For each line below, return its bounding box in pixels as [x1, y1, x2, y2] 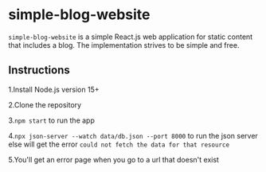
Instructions [8, 64, 70, 77]
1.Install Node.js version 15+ [8, 84, 100, 94]
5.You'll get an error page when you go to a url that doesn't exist [8, 154, 219, 164]
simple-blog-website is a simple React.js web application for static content [8, 32, 253, 41]
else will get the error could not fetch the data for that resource [8, 139, 229, 149]
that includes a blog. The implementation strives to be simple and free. [8, 40, 240, 49]
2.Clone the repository [8, 100, 82, 109]
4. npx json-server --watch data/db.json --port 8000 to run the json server [8, 131, 259, 140]
